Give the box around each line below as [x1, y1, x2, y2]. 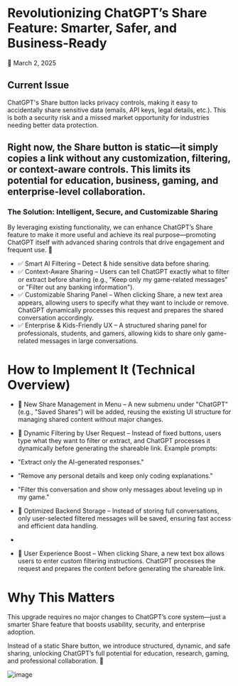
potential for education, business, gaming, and [7, 175, 219, 187]
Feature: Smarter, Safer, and [7, 20, 178, 36]
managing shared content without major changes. [17, 415, 163, 424]
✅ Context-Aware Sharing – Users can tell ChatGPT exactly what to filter [17, 268, 229, 276]
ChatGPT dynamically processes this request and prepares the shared [17, 306, 224, 315]
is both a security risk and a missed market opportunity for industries [7, 113, 210, 121]
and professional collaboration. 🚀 [7, 657, 104, 665]
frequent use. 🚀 [7, 246, 53, 254]
